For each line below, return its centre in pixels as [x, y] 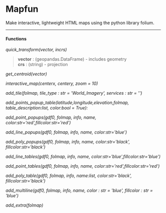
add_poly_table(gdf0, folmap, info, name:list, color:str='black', [69, 176]
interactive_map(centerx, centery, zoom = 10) [52, 84]
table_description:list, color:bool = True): [47, 108]
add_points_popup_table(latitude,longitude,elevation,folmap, [67, 103]
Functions [16, 38]
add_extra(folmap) [25, 205]
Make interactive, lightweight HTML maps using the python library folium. [80, 23]
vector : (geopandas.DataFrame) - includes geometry [72, 59]
